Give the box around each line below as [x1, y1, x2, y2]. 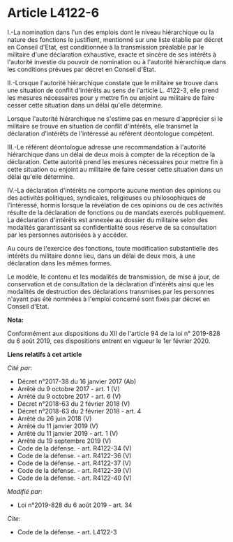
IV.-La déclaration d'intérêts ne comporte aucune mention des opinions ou [7, 186, 221, 194]
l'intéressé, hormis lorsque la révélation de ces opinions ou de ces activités [7, 200, 223, 209]
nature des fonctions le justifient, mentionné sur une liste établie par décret [7, 35, 223, 43]
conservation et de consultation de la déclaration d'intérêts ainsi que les [7, 279, 214, 288]
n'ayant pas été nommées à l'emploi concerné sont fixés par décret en [7, 295, 211, 303]
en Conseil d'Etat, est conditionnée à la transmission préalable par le [7, 43, 204, 51]
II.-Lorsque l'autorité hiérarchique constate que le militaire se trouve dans [7, 78, 218, 87]
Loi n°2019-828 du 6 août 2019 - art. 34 [17, 501, 133, 509]
